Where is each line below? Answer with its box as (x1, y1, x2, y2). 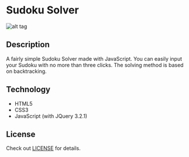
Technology (6, 85, 51, 95)
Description (6, 40, 50, 50)
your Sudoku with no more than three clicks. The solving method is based (6, 61, 184, 68)
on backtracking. (6, 68, 47, 75)
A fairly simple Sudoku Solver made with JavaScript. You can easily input (6, 55, 183, 62)
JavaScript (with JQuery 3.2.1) (14, 112, 88, 120)
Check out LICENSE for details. (6, 145, 81, 152)
